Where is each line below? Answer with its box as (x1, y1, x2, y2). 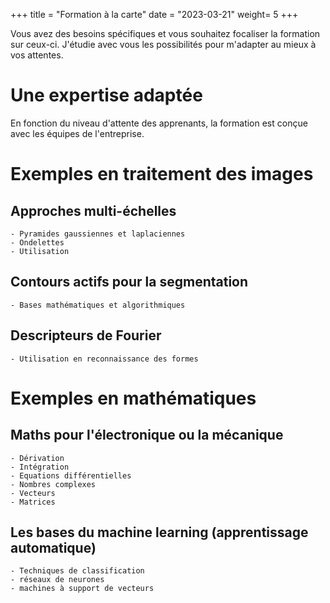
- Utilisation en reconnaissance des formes (10, 354, 199, 364)
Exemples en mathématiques (10, 387, 257, 409)
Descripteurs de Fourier (10, 327, 162, 344)
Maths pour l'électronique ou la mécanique (10, 427, 284, 444)
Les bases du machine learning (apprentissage (10, 524, 309, 541)
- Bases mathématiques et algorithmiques (10, 300, 186, 310)
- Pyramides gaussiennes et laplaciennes (10, 229, 186, 239)
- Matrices (10, 497, 56, 507)
